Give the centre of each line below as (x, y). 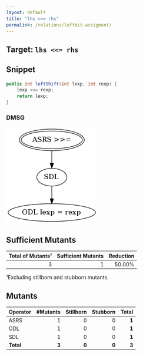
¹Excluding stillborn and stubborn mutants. (57, 278)
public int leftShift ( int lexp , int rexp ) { (61, 84)
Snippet (21, 70)
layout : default (26, 12)
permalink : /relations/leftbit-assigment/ (59, 25)
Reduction (122, 256)
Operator (20, 312)
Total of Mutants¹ (30, 256)
